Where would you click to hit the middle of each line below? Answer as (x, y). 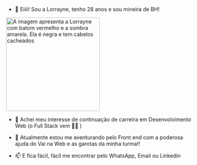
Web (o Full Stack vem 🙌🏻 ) (48, 126)
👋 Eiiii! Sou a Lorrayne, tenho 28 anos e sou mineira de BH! (87, 9)
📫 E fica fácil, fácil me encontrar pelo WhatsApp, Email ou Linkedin (98, 156)
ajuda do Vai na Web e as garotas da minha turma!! (77, 144)
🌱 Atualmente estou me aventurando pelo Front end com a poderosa (99, 137)
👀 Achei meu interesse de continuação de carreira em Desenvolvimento (103, 119)
